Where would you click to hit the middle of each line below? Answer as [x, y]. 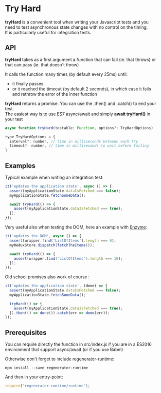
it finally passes [28, 83]
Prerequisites [26, 332]
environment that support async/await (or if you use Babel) [64, 350]
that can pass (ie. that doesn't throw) [42, 64]
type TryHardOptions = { [30, 137]
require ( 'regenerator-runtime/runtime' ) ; [48, 386]
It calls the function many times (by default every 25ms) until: [66, 74]
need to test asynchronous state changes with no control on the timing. [77, 27]
